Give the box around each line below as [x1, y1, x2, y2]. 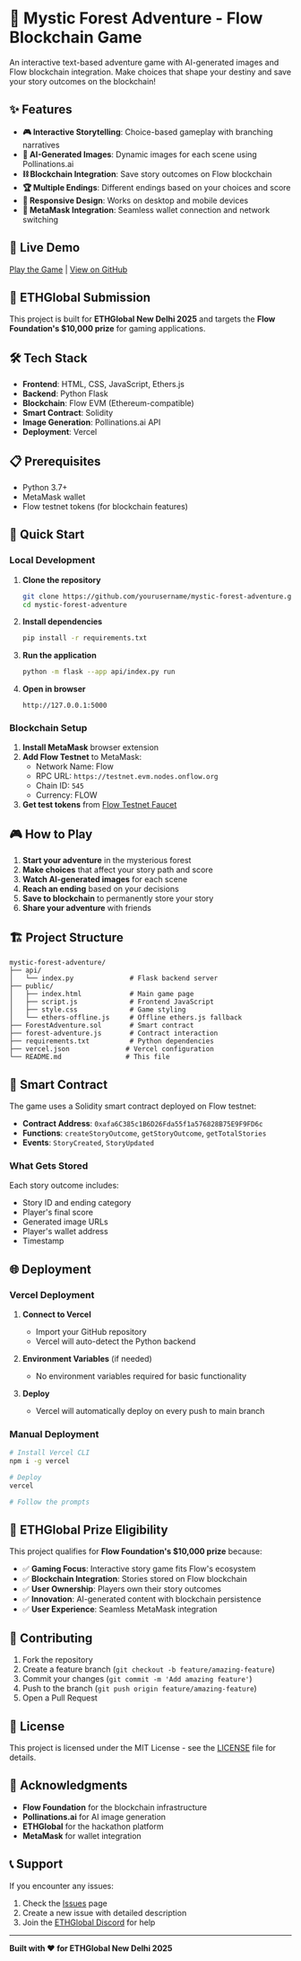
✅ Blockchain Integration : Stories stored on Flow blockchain [21, 1574, 248, 1585]
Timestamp [21, 1235, 64, 1247]
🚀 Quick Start [9, 527, 85, 543]
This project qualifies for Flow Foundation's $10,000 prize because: [9, 1546, 262, 1557]
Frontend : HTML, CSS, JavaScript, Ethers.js [21, 379, 185, 390]
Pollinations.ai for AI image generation [21, 1811, 167, 1822]
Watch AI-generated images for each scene [21, 874, 188, 885]
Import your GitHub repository [35, 1326, 147, 1337]
